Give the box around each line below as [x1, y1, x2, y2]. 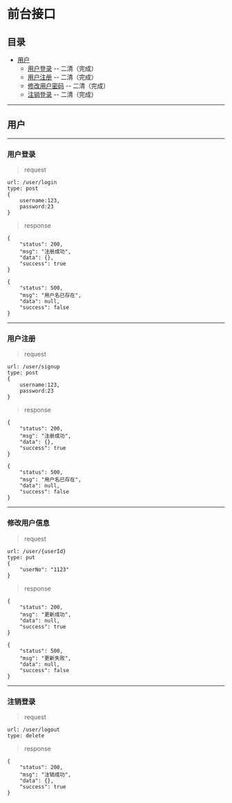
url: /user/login [7, 179, 57, 186]
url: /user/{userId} [7, 548, 67, 554]
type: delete [7, 732, 45, 739]
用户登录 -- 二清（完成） [27, 64, 98, 73]
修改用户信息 [7, 518, 50, 528]
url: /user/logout [7, 726, 60, 733]
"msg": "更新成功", [19, 611, 71, 618]
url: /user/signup [7, 363, 60, 370]
